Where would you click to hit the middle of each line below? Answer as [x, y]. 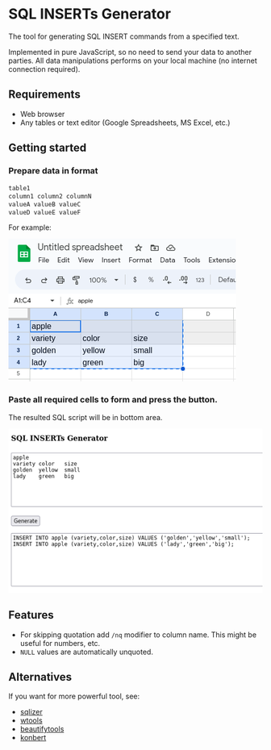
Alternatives [40, 677]
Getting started [48, 148]
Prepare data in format [53, 171]
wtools [31, 721]
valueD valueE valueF [45, 213]
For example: [30, 227]
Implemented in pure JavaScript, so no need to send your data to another [130, 52]
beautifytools [42, 729]
